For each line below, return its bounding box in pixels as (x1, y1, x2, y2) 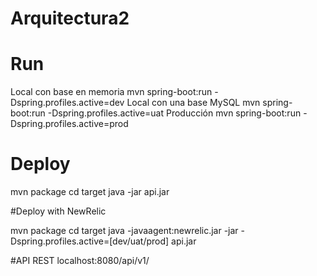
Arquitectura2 (10, 7, 130, 30)
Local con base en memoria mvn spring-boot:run (10, 86, 213, 98)
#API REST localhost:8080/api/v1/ (10, 255, 150, 267)
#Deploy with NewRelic (10, 205, 107, 217)
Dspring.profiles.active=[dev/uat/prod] (10, 235, 170, 247)
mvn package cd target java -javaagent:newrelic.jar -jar (10, 225, 239, 237)
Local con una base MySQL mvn (126, 97, 261, 109)
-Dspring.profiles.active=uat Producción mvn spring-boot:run (47, 107, 302, 119)
